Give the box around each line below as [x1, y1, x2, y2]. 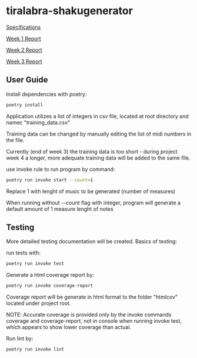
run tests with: [6, 249, 41, 257]
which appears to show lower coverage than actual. [6, 324, 131, 331]
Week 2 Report [6, 46, 42, 54]
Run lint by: [6, 335, 34, 342]
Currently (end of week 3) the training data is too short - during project [6, 148, 178, 155]
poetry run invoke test [6, 261, 65, 267]
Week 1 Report [6, 35, 41, 42]
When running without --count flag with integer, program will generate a [6, 199, 181, 206]
